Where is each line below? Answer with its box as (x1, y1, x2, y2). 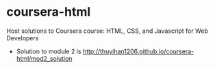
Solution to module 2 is (16, 47, 81, 55)
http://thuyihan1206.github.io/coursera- (82, 47, 194, 55)
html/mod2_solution (16, 54, 73, 62)
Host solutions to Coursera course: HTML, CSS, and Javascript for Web (6, 27, 208, 35)
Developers (6, 33, 39, 42)
